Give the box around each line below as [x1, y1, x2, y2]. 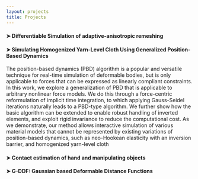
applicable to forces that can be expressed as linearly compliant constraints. [6, 78, 193, 85]
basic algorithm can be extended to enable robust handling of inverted [6, 109, 178, 116]
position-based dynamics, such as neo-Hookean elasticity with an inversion [6, 134, 191, 142]
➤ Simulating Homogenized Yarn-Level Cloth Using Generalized [6, 45, 167, 53]
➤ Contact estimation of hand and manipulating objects [6, 154, 146, 161]
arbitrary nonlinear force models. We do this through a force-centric [6, 90, 173, 97]
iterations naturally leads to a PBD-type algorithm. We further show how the [6, 103, 191, 110]
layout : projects [6, 8, 49, 15]
